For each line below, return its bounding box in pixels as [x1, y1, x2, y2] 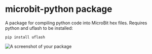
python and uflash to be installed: [5, 25, 73, 31]
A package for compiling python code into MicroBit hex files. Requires [5, 20, 147, 26]
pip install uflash [5, 35, 45, 40]
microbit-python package [5, 3, 113, 15]
